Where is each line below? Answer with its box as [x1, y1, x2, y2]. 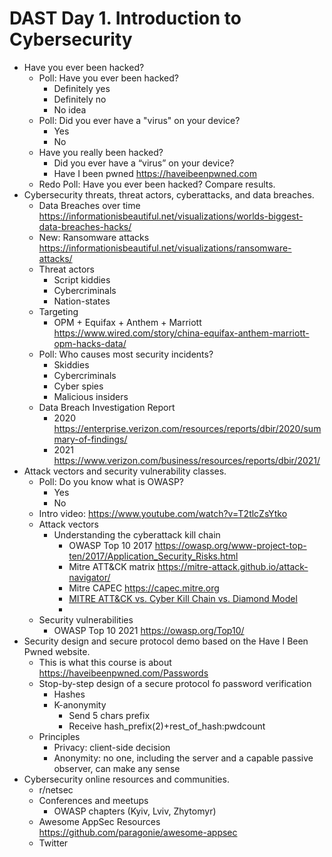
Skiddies [53, 358, 90, 371]
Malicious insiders [53, 390, 129, 402]
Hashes [53, 688, 86, 700]
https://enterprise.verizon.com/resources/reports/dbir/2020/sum [53, 422, 322, 434]
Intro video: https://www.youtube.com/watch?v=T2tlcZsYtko [38, 507, 288, 519]
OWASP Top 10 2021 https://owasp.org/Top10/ [53, 624, 245, 636]
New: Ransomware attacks [38, 231, 150, 243]
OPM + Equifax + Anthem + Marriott [53, 316, 202, 328]
